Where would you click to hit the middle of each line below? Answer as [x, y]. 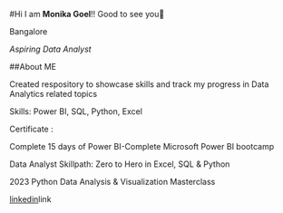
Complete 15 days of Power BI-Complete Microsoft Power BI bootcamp [142, 146]
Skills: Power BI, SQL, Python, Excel [76, 111]
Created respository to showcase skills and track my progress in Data [139, 84]
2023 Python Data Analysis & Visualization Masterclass [112, 182]
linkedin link [30, 199]
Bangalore [29, 31]
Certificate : [31, 129]
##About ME [33, 67]
